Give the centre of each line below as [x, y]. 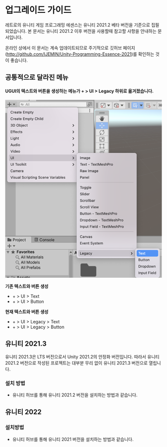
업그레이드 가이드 [38, 10]
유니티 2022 [23, 412]
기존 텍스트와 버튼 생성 [27, 286]
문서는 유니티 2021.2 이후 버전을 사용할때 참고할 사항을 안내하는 [95, 31]
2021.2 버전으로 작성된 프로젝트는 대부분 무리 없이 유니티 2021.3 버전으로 [77, 363]
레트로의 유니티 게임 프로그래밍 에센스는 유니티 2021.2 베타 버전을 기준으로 [78, 25]
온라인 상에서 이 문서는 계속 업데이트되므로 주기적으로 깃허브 [64, 48]
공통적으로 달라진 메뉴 [37, 77]
